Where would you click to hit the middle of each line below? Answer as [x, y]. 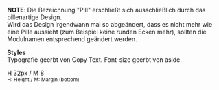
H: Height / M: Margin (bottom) [44, 80]
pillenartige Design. [35, 17]
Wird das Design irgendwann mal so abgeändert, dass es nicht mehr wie [110, 24]
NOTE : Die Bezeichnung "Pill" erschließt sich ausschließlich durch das [106, 10]
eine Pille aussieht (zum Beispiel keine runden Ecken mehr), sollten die [107, 32]
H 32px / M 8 [26, 73]
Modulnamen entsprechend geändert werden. [72, 39]
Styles [16, 52]
